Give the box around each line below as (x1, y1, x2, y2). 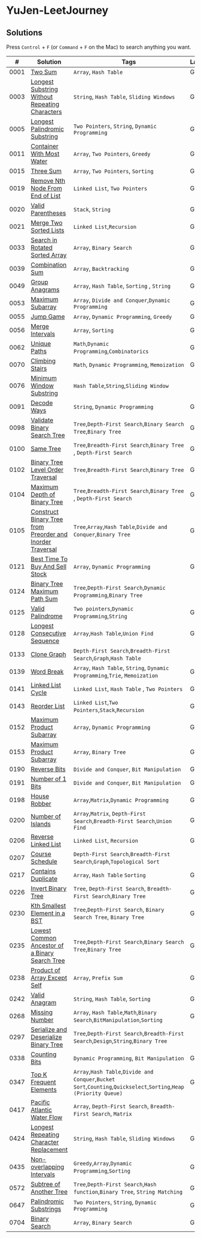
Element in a (31, 909, 66, 917)
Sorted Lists (31, 226, 65, 234)
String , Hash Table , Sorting (74, 995, 151, 1003)
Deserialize (31, 1033, 62, 1041)
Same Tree (31, 445, 62, 453)
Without (31, 92, 53, 101)
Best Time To (31, 555, 68, 563)
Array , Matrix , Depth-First (74, 809, 146, 817)
